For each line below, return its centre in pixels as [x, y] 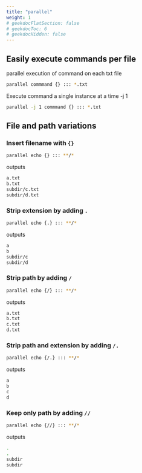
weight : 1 [19, 18]
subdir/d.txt [23, 195]
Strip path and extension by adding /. [63, 346]
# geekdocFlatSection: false [43, 23]
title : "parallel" [29, 12]
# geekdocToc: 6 [27, 29]
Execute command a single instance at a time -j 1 [67, 96]
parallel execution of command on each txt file [64, 73]
